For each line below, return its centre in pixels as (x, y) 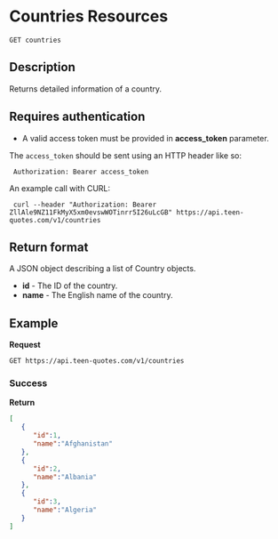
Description (42, 67)
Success (28, 383)
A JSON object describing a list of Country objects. (103, 269)
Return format (49, 247)
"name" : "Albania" (65, 477)
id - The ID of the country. (70, 286)
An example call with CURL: (60, 188)
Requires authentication (77, 117)
